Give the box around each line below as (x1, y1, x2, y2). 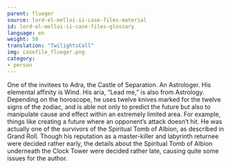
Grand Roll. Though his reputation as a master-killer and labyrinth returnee (7, 132, 219, 140)
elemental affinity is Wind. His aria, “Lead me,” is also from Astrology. (7, 88, 205, 96)
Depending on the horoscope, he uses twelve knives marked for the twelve (7, 95, 221, 104)
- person (7, 62, 33, 68)
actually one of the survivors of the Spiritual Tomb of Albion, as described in (7, 124, 225, 133)
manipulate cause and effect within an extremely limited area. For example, (7, 110, 221, 118)
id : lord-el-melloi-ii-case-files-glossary (7, 23, 135, 30)
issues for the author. (7, 153, 68, 162)
